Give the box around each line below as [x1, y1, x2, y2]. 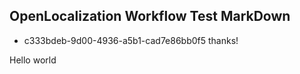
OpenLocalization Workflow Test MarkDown [9, 8, 291, 25]
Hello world [9, 54, 57, 66]
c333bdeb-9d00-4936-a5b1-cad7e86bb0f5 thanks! [23, 34, 239, 46]
